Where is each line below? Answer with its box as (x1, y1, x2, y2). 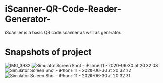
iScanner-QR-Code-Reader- (5, 3, 122, 14)
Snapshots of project (5, 47, 91, 57)
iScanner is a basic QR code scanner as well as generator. (5, 29, 122, 35)
